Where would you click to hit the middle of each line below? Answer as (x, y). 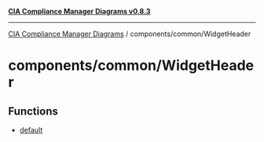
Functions (33, 111)
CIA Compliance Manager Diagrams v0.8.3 (79, 11)
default (31, 130)
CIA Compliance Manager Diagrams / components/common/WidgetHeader (130, 34)
